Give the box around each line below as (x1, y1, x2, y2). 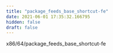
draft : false (6, 24, 38, 31)
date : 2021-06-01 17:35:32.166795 (6, 14, 91, 20)
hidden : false (6, 19, 41, 25)
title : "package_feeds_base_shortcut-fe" (6, 8, 109, 14)
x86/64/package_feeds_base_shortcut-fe (6, 40, 107, 47)
